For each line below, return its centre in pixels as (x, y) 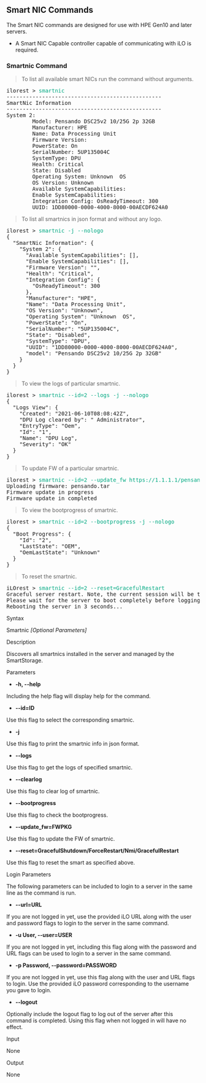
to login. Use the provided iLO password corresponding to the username (98, 984)
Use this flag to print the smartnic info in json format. (73, 744)
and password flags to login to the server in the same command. (88, 923)
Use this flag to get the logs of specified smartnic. (70, 768)
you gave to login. (29, 990)
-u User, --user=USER (44, 935)
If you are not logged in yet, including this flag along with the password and (101, 947)
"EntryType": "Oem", (50, 426)
